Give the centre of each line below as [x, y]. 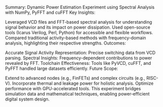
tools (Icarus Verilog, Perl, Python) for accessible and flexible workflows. [79, 32]
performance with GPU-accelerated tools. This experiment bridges [73, 88]
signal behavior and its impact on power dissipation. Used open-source [78, 27]
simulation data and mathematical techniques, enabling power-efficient [77, 94]
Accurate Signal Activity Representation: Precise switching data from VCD [80, 53]
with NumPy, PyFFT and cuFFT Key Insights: [50, 12]
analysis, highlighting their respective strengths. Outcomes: [65, 43]
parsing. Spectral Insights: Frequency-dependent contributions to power [79, 58]
